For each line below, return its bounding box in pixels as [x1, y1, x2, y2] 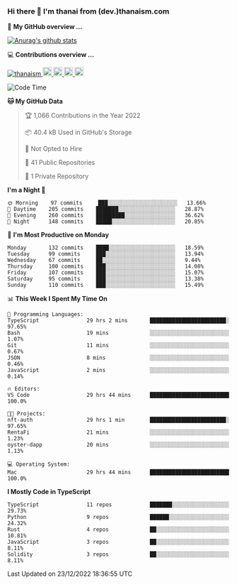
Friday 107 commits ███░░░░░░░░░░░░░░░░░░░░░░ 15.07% [7, 269, 204, 276]
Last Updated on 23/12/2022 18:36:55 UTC [7, 569, 133, 578]
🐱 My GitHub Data [7, 97, 64, 106]
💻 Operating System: [7, 461, 71, 468]
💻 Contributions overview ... [7, 50, 94, 59]
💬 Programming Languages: [7, 311, 83, 318]
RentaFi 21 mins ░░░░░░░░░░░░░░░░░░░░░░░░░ [7, 429, 230, 436]
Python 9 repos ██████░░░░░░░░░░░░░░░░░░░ [7, 514, 230, 521]
